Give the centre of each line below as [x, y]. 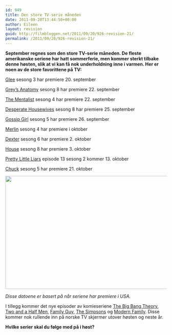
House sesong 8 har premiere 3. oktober [48, 149]
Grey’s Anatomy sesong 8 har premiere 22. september [62, 89]
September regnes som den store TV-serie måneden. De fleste [73, 53]
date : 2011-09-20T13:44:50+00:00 [41, 19]
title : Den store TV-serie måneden [43, 15]
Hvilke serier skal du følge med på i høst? [50, 327]
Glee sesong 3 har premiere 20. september [51, 79]
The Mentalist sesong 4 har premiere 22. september [60, 99]
